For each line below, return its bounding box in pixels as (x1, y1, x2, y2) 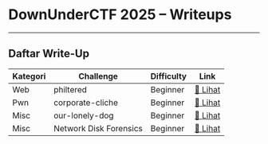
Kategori (12, 70, 46, 81)
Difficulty (150, 70, 187, 81)
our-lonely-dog (53, 110, 114, 121)
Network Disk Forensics (53, 123, 144, 134)
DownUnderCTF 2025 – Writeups (8, 6, 232, 24)
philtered (53, 84, 88, 95)
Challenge (78, 70, 118, 81)
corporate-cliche (53, 97, 118, 108)
